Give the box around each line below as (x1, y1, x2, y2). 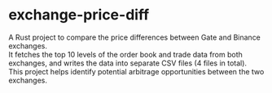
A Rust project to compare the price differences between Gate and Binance (8, 32, 261, 42)
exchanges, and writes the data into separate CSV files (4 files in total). (8, 58, 247, 68)
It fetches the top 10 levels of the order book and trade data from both (8, 49, 243, 59)
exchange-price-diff (8, 6, 150, 24)
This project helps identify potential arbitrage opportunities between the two (8, 66, 265, 76)
